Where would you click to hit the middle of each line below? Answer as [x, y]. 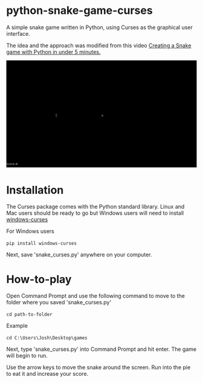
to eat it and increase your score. [47, 374]
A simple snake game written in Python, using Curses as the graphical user [100, 27]
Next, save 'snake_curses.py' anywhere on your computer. [79, 255]
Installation [35, 190]
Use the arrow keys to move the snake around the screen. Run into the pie [98, 367]
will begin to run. [27, 356]
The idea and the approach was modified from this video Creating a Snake [99, 45]
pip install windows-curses [42, 244]
